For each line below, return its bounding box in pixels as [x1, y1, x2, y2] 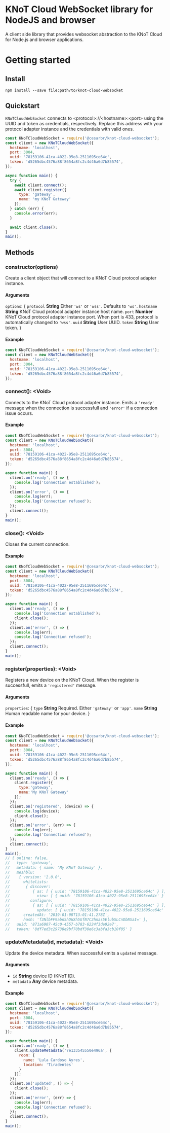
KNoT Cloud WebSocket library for [5, 4, 153, 15]
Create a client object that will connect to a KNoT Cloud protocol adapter [5, 275, 157, 281]
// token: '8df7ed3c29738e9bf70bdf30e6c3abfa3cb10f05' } [5, 927, 133, 932]
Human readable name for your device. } [5, 711, 90, 717]
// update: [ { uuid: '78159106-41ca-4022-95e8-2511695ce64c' [5, 908, 164, 913]
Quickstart [5, 101, 40, 110]
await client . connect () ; [14, 183, 67, 188]
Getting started [5, 54, 71, 66]
